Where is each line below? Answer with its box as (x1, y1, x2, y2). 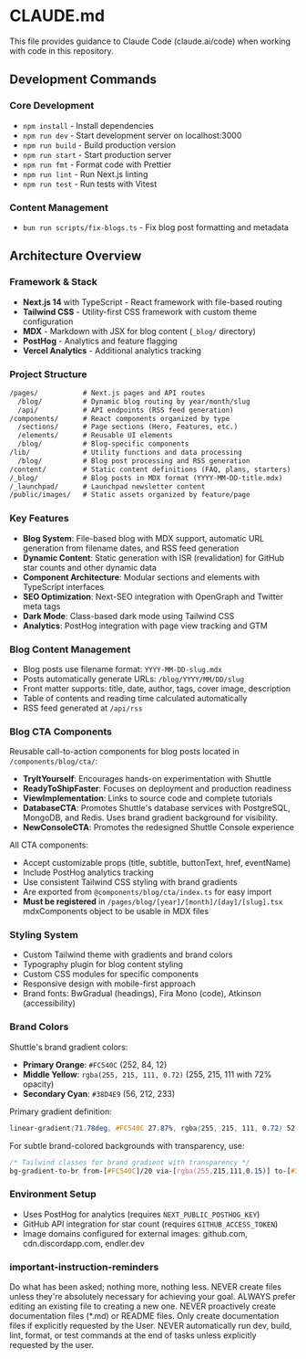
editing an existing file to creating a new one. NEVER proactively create (9, 1301, 276, 1312)
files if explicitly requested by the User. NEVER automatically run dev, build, (9, 1320, 292, 1331)
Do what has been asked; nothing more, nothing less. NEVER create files (9, 1280, 282, 1292)
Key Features (9, 512, 70, 525)
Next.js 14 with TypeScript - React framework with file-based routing (22, 296, 282, 307)
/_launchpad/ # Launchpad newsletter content (9, 481, 206, 491)
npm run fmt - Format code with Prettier (22, 159, 171, 170)
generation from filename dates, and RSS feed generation (22, 543, 240, 553)
